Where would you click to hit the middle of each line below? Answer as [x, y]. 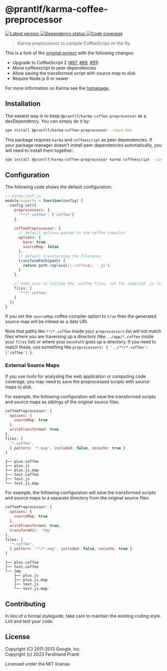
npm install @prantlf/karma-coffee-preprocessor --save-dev [69, 130]
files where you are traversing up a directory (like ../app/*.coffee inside [80, 336]
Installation [23, 104]
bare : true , [36, 242]
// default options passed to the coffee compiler [72, 233]
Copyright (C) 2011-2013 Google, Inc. [43, 649]
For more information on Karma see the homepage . [58, 88]
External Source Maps [32, 365]
